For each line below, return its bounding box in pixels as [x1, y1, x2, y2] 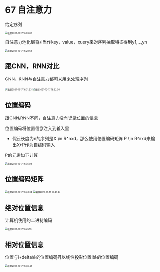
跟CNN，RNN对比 [5, 62, 60, 71]
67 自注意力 [5, 4, 52, 16]
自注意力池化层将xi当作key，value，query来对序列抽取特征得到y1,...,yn [5, 39, 147, 45]
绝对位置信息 [5, 203, 44, 212]
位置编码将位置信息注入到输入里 [5, 125, 69, 131]
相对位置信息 [5, 240, 44, 249]
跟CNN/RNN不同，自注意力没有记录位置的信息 [5, 115, 99, 121]
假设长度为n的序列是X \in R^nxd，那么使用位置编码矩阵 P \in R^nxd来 [12, 136, 151, 141]
